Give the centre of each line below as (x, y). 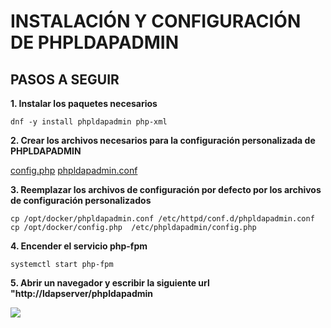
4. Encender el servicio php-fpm (79, 246)
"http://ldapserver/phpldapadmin (82, 293)
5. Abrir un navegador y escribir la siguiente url (110, 283)
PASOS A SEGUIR (65, 79)
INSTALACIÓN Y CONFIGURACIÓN (156, 21)
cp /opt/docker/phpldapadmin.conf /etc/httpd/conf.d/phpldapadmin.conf (162, 219)
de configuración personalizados (81, 200)
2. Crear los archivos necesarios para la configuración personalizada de (163, 140)
